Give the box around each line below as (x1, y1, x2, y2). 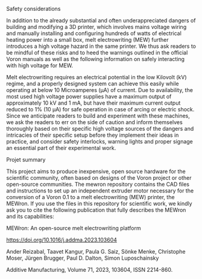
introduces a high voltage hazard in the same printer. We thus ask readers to (6, 42, 197, 50)
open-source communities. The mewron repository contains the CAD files (6, 181, 190, 188)
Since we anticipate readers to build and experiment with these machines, (6, 112, 190, 119)
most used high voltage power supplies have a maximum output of (6, 93, 172, 100)
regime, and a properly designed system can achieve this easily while (6, 80, 179, 87)
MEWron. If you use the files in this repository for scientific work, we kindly (6, 200, 192, 207)
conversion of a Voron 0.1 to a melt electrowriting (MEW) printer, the (6, 194, 175, 200)
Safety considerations (6, 5, 61, 12)
